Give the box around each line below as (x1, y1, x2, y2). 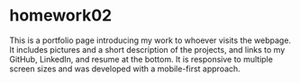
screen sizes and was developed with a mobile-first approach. (9, 63, 241, 74)
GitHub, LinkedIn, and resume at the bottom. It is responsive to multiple (9, 54, 273, 64)
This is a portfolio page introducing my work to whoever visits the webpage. (9, 35, 291, 46)
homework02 (9, 5, 113, 26)
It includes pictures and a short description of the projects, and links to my (9, 44, 286, 54)
